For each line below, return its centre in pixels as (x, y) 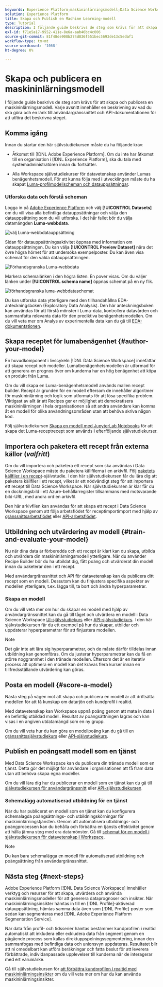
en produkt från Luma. (27, 376)
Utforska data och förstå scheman (46, 197)
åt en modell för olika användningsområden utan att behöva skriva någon (78, 411)
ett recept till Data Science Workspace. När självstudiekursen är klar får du (80, 486)
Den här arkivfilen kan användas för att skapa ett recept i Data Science (76, 506)
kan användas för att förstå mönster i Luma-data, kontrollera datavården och (81, 310)
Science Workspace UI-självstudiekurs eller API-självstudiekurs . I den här (79, 620)
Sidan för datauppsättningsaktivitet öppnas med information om (69, 242)
